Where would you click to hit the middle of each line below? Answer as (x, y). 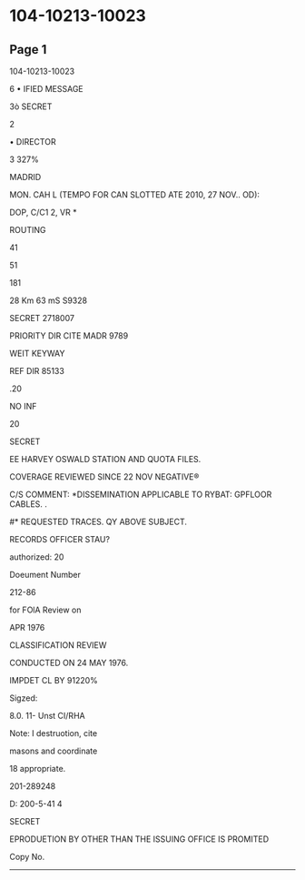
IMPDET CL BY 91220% (54, 680)
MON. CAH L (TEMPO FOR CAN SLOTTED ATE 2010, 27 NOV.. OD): (135, 195)
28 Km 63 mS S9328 (49, 300)
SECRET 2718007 (42, 318)
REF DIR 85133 (37, 371)
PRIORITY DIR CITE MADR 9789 (69, 336)
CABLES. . (29, 504)
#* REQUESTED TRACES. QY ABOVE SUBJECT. (98, 521)
